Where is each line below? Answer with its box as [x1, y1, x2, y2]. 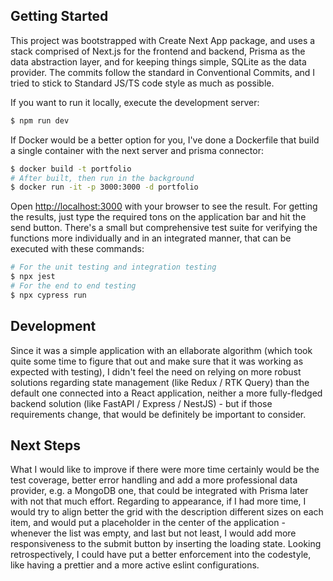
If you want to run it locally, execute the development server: [10, 96, 260, 108]
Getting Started [10, 8, 109, 25]
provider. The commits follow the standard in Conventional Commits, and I [10, 66, 316, 78]
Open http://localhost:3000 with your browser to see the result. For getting [10, 200, 318, 213]
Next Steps [10, 437, 81, 454]
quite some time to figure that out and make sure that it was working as [10, 355, 304, 367]
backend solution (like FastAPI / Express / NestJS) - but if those [10, 397, 273, 409]
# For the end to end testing [10, 281, 137, 291]
